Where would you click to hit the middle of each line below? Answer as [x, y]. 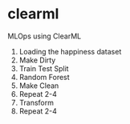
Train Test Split [44, 68]
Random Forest [44, 77]
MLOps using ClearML [45, 36]
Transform [36, 102]
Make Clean [39, 86]
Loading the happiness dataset [70, 51]
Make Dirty [37, 60]
